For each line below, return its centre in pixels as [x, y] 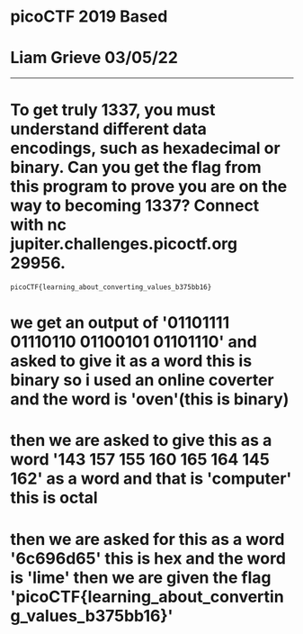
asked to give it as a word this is [131, 361]
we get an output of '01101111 [120, 323]
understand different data [109, 129]
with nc [38, 225]
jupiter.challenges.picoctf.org [124, 244]
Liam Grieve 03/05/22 [94, 58]
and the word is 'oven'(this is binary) [150, 399]
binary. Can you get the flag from [136, 168]
